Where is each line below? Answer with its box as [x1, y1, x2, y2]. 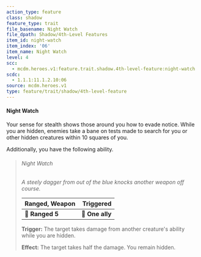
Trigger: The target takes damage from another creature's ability [21, 225, 185, 233]
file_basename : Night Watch [6, 26, 78, 32]
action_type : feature [6, 9, 62, 15]
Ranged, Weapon [24, 200, 76, 208]
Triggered [82, 200, 112, 208]
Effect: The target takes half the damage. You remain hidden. [21, 244, 176, 251]
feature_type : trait [6, 20, 59, 26]
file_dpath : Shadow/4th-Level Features [6, 32, 108, 38]
